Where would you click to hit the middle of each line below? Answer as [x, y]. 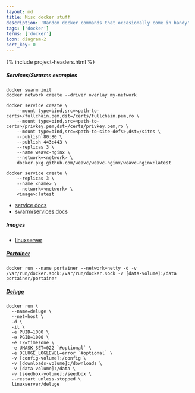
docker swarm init [29, 90]
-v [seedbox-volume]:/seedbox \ [52, 374]
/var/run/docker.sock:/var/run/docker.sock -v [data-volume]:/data [92, 273]
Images [16, 225]
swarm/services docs [41, 211]
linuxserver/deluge [36, 384]
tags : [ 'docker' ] [28, 28]
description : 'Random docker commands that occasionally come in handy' [98, 23]
